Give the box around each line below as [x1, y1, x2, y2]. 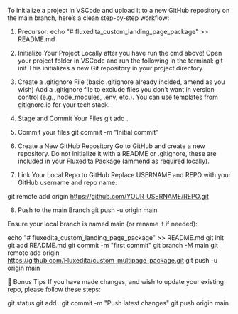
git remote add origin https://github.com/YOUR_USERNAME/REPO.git [7, 192, 210, 200]
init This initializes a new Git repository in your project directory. [17, 64, 205, 72]
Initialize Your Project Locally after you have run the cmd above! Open [17, 49, 222, 57]
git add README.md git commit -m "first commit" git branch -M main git [7, 241, 219, 249]
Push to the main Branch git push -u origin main [17, 206, 158, 214]
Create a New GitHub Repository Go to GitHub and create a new [17, 142, 205, 150]
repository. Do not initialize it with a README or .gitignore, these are [17, 150, 217, 157]
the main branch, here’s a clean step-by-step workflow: [7, 14, 170, 22]
